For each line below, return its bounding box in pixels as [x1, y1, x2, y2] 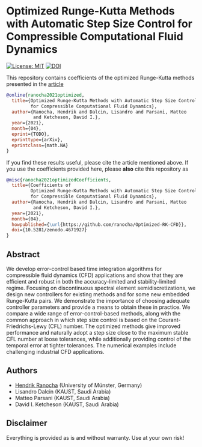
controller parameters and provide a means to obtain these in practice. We [6, 303, 191, 311]
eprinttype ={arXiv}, [11, 136, 63, 142]
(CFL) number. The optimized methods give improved [47, 323, 181, 330]
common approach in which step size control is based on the [6, 317, 158, 323]
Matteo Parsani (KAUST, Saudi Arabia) [14, 394, 110, 401]
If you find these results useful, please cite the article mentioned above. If [6, 159, 189, 166]
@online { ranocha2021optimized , [6, 92, 85, 98]
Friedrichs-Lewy [6, 323, 47, 330]
